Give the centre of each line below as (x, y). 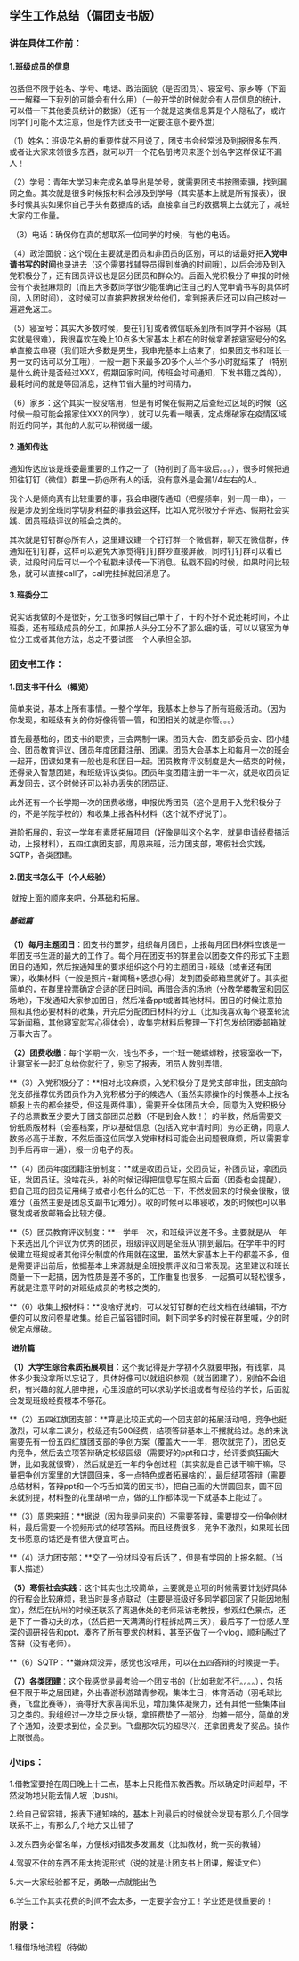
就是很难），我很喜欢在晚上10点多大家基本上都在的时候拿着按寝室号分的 (147, 339)
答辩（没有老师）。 (42, 1644)
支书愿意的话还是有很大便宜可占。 (72, 1539)
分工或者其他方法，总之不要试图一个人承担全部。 (106, 639)
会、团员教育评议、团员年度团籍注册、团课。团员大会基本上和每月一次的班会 (149, 750)
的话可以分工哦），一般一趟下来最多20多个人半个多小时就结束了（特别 (160, 361)
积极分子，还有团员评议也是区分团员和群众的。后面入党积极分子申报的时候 (153, 276)
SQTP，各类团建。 (43, 855)
